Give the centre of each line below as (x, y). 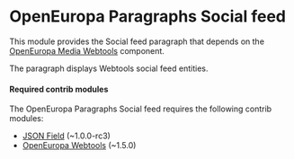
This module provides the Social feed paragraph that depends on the (137, 41)
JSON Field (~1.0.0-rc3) (66, 136)
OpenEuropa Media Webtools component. (87, 50)
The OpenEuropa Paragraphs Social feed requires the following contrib (141, 109)
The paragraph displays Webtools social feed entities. (109, 68)
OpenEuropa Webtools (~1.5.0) (79, 146)
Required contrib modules (59, 89)
